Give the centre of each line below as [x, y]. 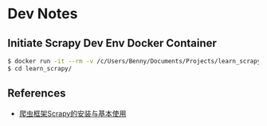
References [37, 93]
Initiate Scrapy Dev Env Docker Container [112, 43]
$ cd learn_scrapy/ [40, 68]
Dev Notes [43, 14]
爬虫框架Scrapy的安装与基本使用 [73, 113]
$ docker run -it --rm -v [50, 61]
